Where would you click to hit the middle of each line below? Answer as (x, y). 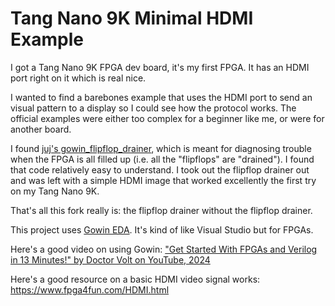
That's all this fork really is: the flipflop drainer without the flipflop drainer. (161, 210)
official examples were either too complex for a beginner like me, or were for (167, 118)
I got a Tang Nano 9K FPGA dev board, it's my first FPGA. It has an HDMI (160, 67)
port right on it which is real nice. (78, 78)
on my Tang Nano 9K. (55, 191)
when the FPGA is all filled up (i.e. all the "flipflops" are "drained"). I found (162, 159)
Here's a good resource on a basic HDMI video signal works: (135, 279)
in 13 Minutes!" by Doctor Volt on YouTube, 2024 (110, 259)
